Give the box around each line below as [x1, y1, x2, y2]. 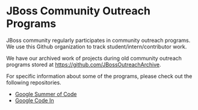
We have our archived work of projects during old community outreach [6, 54, 182, 62]
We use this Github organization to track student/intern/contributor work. [6, 43, 187, 50]
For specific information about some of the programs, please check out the [6, 72, 193, 80]
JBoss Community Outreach [6, 4, 150, 18]
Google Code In [14, 97, 54, 104]
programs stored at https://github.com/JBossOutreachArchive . [6, 61, 161, 68]
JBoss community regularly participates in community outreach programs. [6, 36, 191, 44]
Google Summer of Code [14, 90, 77, 97]
